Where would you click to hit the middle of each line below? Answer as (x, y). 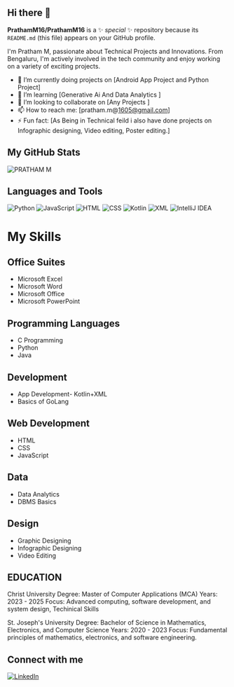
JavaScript (33, 455)
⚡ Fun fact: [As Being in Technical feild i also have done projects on (115, 120)
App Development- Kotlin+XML (62, 394)
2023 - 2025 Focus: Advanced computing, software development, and (109, 602)
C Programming (40, 340)
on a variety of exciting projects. (54, 66)
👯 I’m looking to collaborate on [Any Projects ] (83, 102)
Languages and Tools (55, 192)
